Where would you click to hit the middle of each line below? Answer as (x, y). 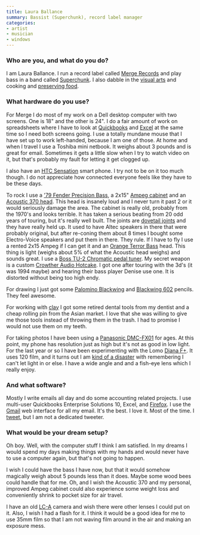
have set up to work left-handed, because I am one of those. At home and (97, 140)
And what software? (36, 385)
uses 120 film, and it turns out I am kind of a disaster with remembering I (95, 357)
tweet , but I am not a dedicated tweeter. (55, 417)
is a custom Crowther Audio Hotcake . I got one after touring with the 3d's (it (99, 265)
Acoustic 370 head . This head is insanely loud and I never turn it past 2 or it (99, 201)
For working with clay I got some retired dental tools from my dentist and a (98, 307)
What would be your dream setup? (57, 432)
